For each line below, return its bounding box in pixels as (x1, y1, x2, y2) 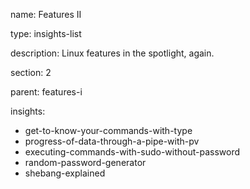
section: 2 (10, 67, 52, 78)
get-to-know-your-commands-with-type (24, 125, 193, 136)
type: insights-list (10, 28, 82, 39)
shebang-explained (24, 167, 106, 179)
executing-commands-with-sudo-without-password (24, 146, 241, 158)
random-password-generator (24, 157, 147, 168)
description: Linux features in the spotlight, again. (10, 47, 215, 59)
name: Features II (10, 9, 82, 20)
